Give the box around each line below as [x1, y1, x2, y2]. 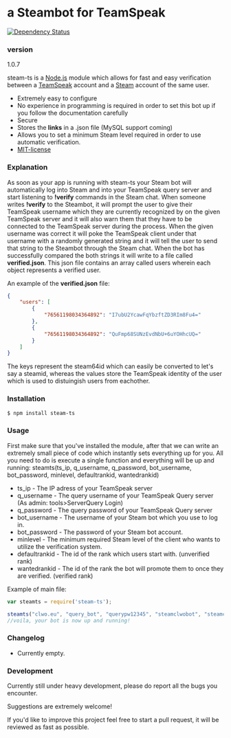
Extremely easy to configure [16, 94, 98, 102]
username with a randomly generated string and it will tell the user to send [7, 236, 218, 245]
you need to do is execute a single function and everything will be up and [7, 456, 214, 465]
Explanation [7, 163, 48, 172]
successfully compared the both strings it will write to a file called [7, 251, 193, 259]
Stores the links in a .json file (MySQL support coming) [16, 124, 173, 132]
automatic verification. [16, 138, 81, 146]
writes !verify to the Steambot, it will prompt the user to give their [7, 200, 192, 208]
